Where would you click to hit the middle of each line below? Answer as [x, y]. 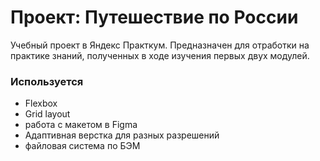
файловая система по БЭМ [82, 146]
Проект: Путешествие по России [154, 17]
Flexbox [41, 103]
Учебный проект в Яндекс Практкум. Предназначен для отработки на [160, 45]
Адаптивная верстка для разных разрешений [122, 135]
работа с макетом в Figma [81, 125]
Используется [47, 81]
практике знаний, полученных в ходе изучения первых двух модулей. [160, 55]
